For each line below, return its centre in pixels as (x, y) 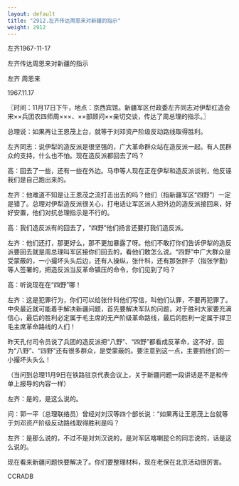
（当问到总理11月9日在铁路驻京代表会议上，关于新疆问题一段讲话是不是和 (115, 375)
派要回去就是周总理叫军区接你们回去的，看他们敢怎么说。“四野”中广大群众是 (119, 252)
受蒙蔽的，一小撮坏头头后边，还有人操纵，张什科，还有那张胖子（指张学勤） (119, 261)
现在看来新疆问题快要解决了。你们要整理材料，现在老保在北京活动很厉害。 (116, 462)
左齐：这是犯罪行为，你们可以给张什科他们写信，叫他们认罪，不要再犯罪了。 (119, 300)
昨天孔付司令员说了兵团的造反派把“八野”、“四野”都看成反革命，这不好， (113, 342)
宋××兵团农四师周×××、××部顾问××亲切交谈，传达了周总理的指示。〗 (108, 117)
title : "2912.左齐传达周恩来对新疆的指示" (64, 21)
